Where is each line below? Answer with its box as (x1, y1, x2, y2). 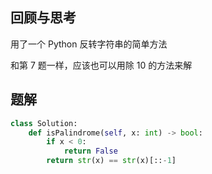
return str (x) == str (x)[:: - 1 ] (46, 156, 177, 166)
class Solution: (10, 118, 78, 128)
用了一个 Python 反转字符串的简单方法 (10, 38, 168, 50)
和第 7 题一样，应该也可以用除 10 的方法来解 (10, 59, 193, 71)
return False (63, 146, 118, 157)
